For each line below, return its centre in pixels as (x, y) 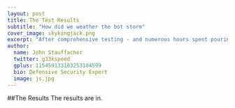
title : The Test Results (43, 20)
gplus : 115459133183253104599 (57, 65)
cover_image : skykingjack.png (51, 33)
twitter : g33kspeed (42, 59)
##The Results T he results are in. (55, 98)
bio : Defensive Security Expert (61, 72)
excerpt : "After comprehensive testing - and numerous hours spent (108, 40)
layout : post (26, 14)
